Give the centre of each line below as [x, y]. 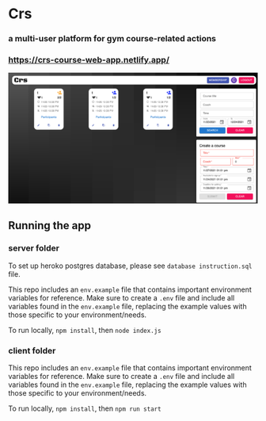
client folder [32, 350]
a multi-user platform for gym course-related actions [112, 39]
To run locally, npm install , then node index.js [85, 330]
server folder [34, 248]
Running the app [49, 226]
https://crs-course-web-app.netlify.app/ [89, 60]
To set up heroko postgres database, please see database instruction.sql [130, 266]
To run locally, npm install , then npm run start [85, 408]
